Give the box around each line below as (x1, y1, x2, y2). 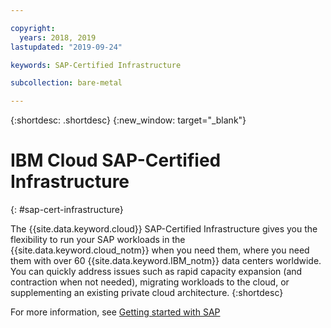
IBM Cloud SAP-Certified (10, 149, 222, 172)
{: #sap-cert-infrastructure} (10, 204, 124, 216)
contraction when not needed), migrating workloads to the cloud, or (10, 276, 290, 288)
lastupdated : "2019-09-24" (10, 42, 123, 52)
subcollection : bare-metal (10, 78, 123, 88)
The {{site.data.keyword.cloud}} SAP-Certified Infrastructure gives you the (10, 223, 318, 235)
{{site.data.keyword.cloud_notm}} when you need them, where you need (10, 244, 310, 256)
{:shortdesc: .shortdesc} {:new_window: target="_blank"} (10, 114, 247, 126)
